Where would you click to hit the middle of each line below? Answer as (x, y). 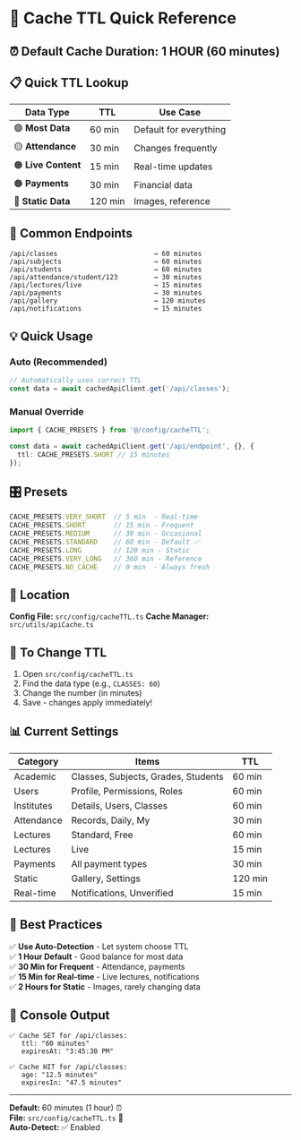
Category (38, 761)
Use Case (180, 113)
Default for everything (180, 129)
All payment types (109, 863)
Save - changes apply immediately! (87, 703)
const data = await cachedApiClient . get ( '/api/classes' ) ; (120, 389)
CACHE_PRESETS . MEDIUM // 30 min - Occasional (106, 534)
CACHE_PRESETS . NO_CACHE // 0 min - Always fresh (110, 567)
